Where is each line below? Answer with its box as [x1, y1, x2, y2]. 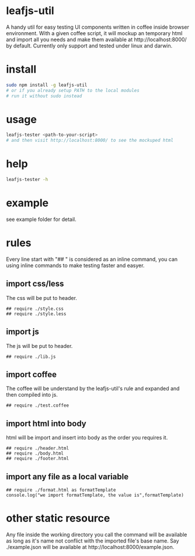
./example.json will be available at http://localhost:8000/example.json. [6, 543, 175, 550]
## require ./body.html [6, 451, 64, 456]
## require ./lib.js [6, 353, 57, 360]
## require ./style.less [6, 311, 67, 317]
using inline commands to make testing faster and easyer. [6, 262, 145, 269]
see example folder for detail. [6, 216, 77, 223]
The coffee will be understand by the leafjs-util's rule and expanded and [6, 385, 180, 392]
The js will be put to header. [6, 342, 73, 349]
